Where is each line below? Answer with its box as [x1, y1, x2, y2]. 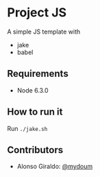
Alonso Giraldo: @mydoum [16, 163, 93, 171]
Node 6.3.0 [16, 86, 49, 94]
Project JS [7, 5, 67, 21]
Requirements [7, 68, 68, 80]
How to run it [7, 106, 63, 118]
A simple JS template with [7, 27, 81, 36]
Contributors [7, 144, 64, 156]
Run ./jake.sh [7, 124, 48, 132]
